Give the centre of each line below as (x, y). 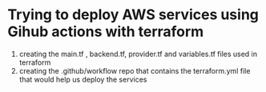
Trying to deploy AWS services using (133, 15)
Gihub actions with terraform (106, 32)
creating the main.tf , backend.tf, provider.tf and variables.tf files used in (138, 54)
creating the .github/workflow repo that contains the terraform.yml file (135, 70)
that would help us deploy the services (83, 79)
